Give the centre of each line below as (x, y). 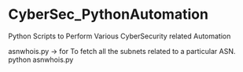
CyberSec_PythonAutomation (108, 14)
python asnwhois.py (41, 59)
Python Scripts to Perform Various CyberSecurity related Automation (120, 36)
